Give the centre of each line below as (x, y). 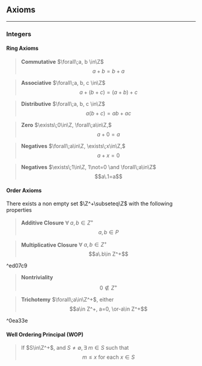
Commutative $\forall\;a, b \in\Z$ (62, 61)
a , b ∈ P (109, 232)
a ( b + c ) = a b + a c (109, 113)
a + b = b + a (109, 71)
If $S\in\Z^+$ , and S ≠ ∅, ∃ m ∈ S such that (75, 348)
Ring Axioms (23, 48)
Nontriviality (37, 278)
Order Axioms (24, 190)
